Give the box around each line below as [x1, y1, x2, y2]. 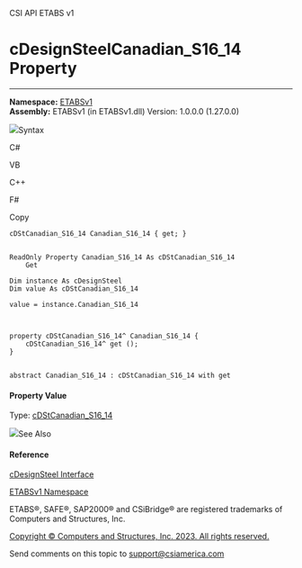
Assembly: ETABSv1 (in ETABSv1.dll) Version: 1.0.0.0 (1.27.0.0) [9, 105, 240, 116]
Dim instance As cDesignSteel [9, 276, 123, 285]
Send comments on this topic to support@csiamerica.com [9, 548, 225, 559]
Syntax [18, 124, 45, 135]
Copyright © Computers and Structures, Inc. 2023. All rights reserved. [9, 531, 270, 542]
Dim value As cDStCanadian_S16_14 [9, 284, 139, 293]
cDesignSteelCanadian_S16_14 [9, 40, 242, 59]
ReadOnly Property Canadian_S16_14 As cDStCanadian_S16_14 [9, 252, 235, 262]
